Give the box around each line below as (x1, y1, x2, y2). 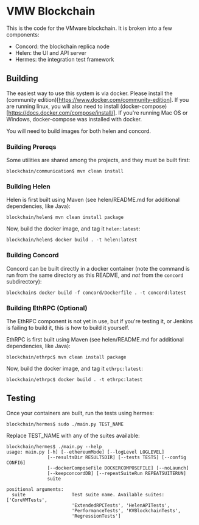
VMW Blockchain (6, 4, 96, 18)
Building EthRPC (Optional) (6, 304, 88, 312)
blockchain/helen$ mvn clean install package (6, 215, 124, 221)
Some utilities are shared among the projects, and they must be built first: (6, 157, 190, 164)
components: (6, 30, 40, 38)
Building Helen (6, 182, 51, 190)
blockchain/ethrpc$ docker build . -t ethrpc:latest (6, 376, 143, 382)
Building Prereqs (6, 142, 57, 151)
